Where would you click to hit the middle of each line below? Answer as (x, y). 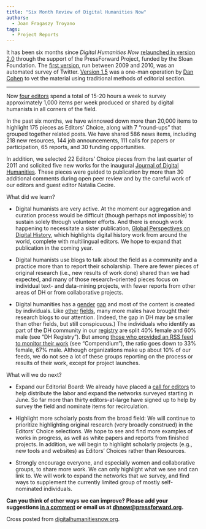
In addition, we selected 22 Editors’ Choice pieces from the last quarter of (100, 159)
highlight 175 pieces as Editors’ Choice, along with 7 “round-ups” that (94, 128)
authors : (17, 18)
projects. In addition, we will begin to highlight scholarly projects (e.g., (104, 444)
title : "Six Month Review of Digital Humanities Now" (77, 12)
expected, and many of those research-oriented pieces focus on (97, 279)
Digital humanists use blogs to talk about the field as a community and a (106, 260)
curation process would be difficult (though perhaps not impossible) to (105, 215)
